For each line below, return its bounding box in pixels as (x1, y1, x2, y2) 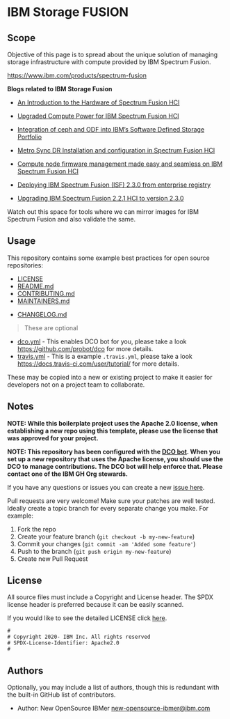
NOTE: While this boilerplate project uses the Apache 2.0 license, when (7, 419, 218, 427)
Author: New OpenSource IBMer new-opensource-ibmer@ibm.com (17, 704, 211, 713)
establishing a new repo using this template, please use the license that (7, 426, 218, 435)
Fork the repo (17, 525, 57, 533)
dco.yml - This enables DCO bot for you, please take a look (17, 337, 187, 346)
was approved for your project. (7, 433, 99, 442)
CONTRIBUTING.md (17, 289, 75, 297)
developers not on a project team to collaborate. (7, 380, 145, 389)
